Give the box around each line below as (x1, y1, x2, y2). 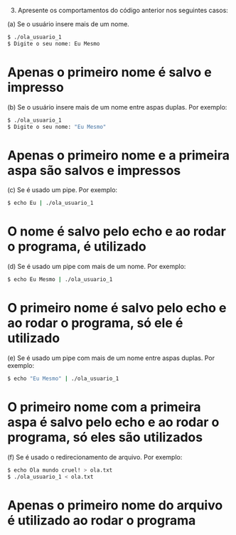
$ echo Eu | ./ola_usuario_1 (7, 199, 94, 207)
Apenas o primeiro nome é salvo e (7, 64, 212, 80)
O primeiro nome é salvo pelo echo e (7, 300, 227, 316)
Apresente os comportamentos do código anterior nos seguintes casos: (17, 6, 229, 14)
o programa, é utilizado (7, 238, 147, 255)
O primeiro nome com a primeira (7, 399, 201, 415)
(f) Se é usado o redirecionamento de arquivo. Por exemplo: (7, 452, 183, 461)
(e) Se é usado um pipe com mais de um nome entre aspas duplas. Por (7, 354, 215, 362)
